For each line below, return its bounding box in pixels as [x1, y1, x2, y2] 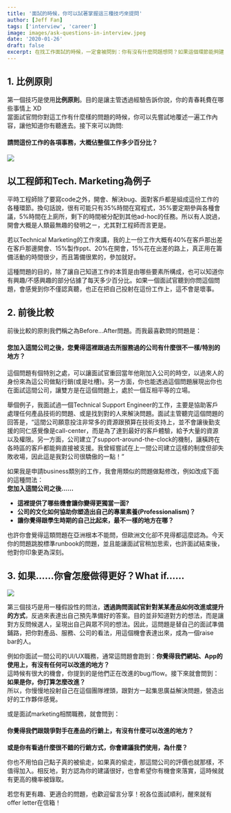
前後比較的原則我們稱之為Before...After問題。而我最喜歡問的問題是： [7, 326, 202, 334]
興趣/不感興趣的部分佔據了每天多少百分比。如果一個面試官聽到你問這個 [12, 276, 214, 284]
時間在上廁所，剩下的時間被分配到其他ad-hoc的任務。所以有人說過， [28, 212, 224, 221]
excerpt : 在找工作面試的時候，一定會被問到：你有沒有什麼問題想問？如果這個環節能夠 [7, 49, 219, 56]
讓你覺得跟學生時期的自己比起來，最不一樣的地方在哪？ [16, 516, 174, 524]
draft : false [7, 42, 45, 49]
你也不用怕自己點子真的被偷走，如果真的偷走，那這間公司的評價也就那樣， [7, 758, 218, 766]
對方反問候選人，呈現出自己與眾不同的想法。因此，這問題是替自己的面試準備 [7, 620, 224, 628]
